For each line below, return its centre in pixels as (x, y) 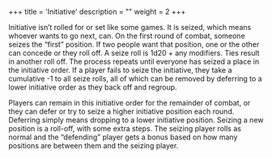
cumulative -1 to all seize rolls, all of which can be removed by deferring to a (135, 79)
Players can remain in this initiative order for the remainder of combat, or (130, 103)
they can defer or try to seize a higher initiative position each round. (121, 111)
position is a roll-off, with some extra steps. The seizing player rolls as (125, 129)
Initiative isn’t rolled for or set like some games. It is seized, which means (130, 27)
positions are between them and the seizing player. (93, 146)
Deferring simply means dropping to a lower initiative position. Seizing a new (136, 120)
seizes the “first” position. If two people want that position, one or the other (134, 44)
